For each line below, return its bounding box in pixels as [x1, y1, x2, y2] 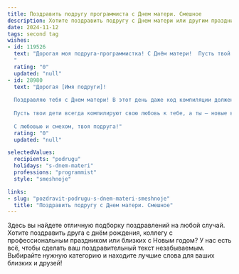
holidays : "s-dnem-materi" [14, 162, 94, 169]
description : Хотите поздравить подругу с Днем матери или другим [7, 17, 208, 24]
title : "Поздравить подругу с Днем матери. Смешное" [14, 201, 174, 209]
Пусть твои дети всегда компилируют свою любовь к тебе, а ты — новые [14, 110, 228, 117]
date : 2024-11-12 [7, 23, 59, 31]
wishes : [7, 37, 31, 44]
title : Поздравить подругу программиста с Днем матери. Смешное [7, 10, 202, 18]
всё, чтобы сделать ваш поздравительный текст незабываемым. [7, 243, 205, 253]
